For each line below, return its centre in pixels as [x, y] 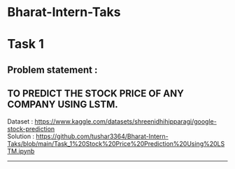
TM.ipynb [21, 151]
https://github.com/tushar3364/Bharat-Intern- [102, 136]
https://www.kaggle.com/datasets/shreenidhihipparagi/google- [126, 121]
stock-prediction [31, 128]
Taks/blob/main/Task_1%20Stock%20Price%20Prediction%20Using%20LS [116, 143]
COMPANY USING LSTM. [63, 104]
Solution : [21, 136]
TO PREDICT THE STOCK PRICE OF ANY [95, 94]
